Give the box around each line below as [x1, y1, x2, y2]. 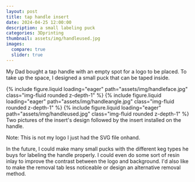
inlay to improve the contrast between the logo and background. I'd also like [6, 157, 189, 164]
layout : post [6, 8, 38, 15]
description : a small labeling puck [6, 24, 95, 31]
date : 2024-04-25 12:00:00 [6, 19, 72, 25]
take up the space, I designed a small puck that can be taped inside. [6, 74, 170, 81]
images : [6, 41, 25, 47]
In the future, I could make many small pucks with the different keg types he [6, 145, 189, 152]
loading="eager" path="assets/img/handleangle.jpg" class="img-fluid [6, 97, 175, 105]
